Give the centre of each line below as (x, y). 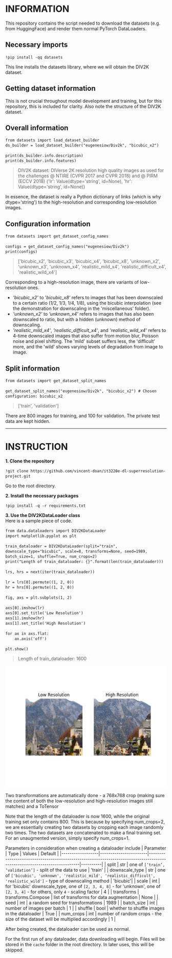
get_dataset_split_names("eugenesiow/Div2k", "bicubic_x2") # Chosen (81, 391)
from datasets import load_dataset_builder (52, 140)
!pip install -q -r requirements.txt (46, 506)
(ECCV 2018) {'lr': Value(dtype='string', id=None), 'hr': (75, 181)
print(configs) (21, 252)
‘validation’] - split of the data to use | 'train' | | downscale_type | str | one (85, 870)
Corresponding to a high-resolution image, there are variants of (72, 282)
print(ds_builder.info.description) (44, 156)
